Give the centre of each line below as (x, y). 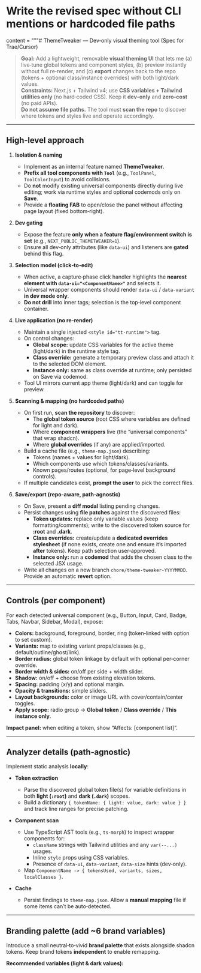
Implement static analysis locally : (47, 767)
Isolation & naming (39, 155)
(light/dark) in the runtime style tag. (76, 351)
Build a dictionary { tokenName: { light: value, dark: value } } (105, 803)
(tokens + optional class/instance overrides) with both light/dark (100, 77)
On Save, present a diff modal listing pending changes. (92, 506)
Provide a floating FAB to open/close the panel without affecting (103, 205)
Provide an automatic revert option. (68, 576)
